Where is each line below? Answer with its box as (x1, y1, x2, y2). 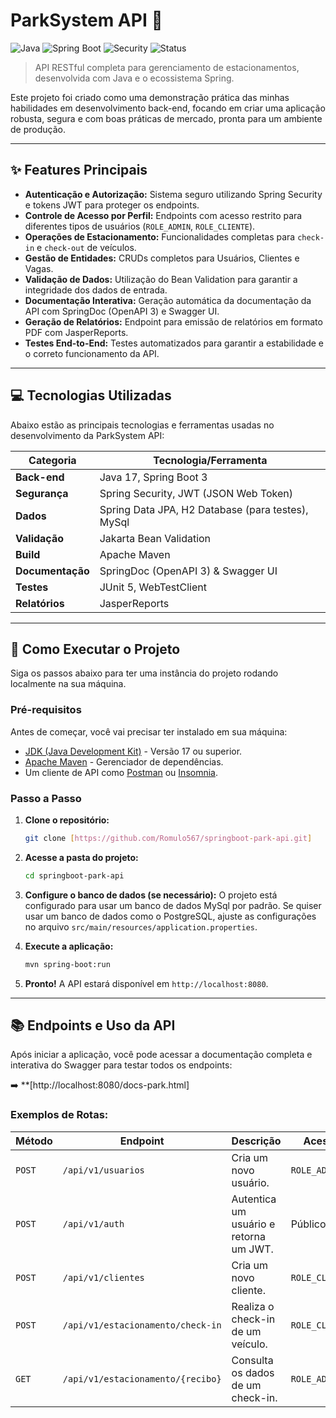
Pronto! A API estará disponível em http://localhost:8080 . (24, 977, 269, 989)
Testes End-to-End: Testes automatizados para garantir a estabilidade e (24, 337, 325, 349)
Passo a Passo (10, 791, 82, 805)
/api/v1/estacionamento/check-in (62, 1319, 222, 1331)
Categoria (28, 453, 77, 467)
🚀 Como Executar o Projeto (10, 640, 181, 658)
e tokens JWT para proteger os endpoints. (24, 199, 200, 211)
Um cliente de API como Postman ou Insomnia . (24, 766, 218, 778)
